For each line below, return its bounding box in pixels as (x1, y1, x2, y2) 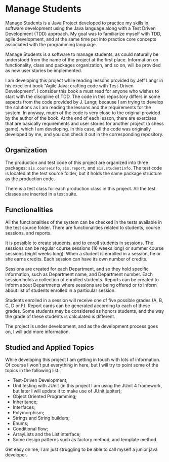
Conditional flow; (12, 426, 48, 432)
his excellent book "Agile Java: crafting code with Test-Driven (5, 82, 134, 89)
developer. (5, 452, 28, 458)
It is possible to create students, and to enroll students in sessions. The (5, 240, 153, 246)
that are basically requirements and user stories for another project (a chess (5, 120, 164, 126)
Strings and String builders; (12, 415, 70, 421)
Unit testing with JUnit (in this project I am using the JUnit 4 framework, (12, 383, 162, 389)
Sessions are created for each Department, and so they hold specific (5, 266, 149, 272)
